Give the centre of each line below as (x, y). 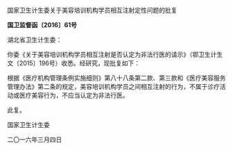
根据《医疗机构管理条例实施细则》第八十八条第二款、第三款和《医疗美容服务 (116, 78)
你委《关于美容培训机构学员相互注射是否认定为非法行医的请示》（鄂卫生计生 (115, 55)
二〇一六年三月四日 (35, 140)
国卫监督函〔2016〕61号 (42, 25)
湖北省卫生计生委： (35, 40)
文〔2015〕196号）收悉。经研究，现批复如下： (74, 63)
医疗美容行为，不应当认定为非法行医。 (74, 95)
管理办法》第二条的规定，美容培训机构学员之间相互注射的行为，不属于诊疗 (113, 86)
